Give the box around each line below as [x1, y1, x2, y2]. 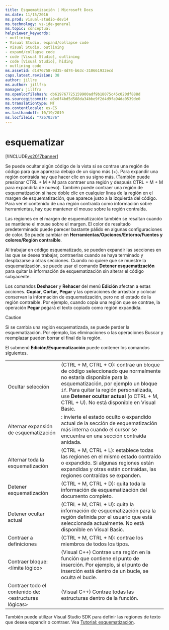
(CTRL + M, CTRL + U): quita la [61, 501, 134, 508]
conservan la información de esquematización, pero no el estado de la [5, 294, 151, 300]
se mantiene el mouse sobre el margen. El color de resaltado [5, 221, 131, 227]
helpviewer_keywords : [5, 31, 51, 36]
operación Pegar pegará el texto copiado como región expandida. [5, 304, 142, 310]
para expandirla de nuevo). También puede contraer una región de [5, 184, 143, 190]
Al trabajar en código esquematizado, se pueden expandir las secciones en [5, 247, 161, 253]
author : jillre [5, 77, 37, 83]
